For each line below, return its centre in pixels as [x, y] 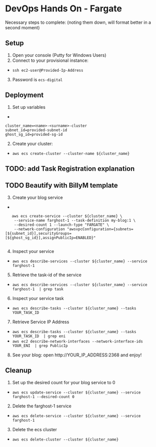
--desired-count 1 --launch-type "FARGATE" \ [62, 225]
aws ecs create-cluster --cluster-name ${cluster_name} [71, 153]
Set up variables [29, 107]
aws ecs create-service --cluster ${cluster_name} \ [67, 216]
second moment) [22, 27]
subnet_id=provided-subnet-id [36, 130]
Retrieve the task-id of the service [47, 275]
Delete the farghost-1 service [42, 406]
